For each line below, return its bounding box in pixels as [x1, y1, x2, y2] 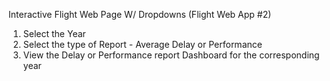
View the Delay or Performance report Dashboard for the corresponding [22, 49, 320, 61]
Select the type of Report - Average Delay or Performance [22, 39, 263, 50]
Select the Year [22, 28, 86, 39]
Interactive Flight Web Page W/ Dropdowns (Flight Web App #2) [8, 9, 272, 20]
